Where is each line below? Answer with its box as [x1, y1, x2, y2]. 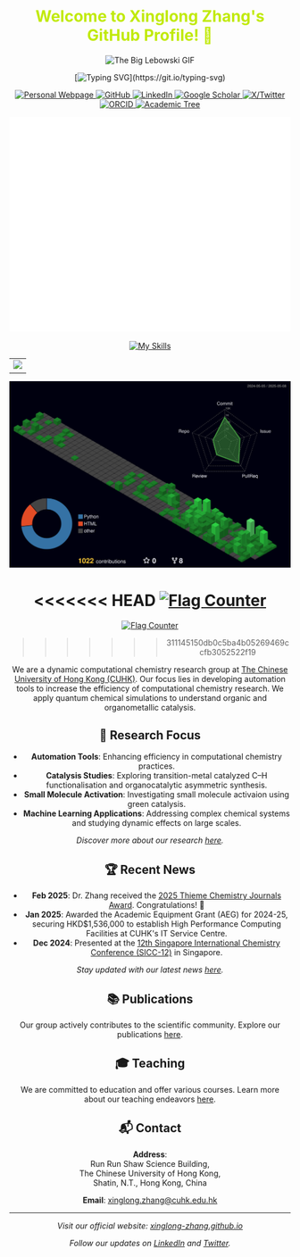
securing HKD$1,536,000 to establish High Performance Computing [32, 919, 281, 929]
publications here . [117, 1029, 183, 1040]
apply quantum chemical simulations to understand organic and [32, 692, 268, 703]
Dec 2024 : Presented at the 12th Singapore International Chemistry [32, 937, 281, 948]
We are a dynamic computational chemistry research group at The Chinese [12, 663, 288, 675]
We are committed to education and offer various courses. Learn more [21, 1084, 279, 1095]
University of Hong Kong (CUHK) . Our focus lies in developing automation [14, 673, 286, 684]
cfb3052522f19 [199, 646, 256, 657]
